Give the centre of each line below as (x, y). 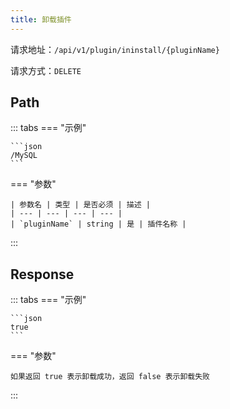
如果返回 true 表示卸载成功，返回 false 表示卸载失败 (110, 377)
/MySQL (24, 156)
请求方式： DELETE (46, 70)
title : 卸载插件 (41, 19)
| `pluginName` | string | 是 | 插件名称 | (98, 224)
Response (42, 274)
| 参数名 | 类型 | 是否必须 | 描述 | (80, 205)
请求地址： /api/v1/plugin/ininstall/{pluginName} (115, 49)
